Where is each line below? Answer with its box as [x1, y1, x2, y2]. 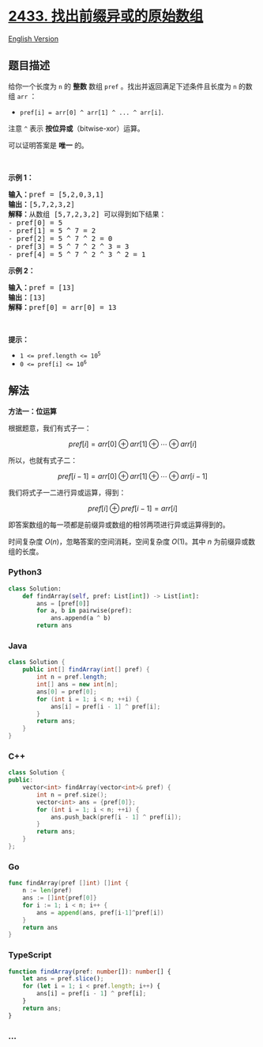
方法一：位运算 [8, 406, 57, 416]
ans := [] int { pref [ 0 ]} [22, 894, 97, 902]
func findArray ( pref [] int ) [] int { [8, 879, 129, 888]
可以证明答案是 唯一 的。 [8, 140, 88, 150]
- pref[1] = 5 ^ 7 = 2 [8, 226, 96, 235]
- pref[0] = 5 [8, 218, 63, 227]
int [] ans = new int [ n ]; [36, 681, 118, 689]
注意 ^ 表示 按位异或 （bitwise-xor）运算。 [8, 124, 145, 133]
